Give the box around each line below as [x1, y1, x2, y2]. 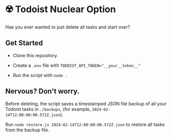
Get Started [5, 39, 43, 48]
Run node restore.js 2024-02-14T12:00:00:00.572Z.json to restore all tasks [5, 121, 165, 127]
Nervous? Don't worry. [5, 87, 80, 96]
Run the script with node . [12, 72, 68, 78]
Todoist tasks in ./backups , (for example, [5, 106, 91, 112]
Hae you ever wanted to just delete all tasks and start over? [5, 24, 131, 30]
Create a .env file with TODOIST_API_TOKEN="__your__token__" [12, 62, 141, 68]
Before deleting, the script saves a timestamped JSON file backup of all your [5, 100, 167, 107]
